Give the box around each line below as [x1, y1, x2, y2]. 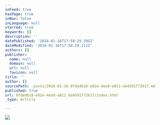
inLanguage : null [5, 20, 40, 26]
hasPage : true [5, 12, 34, 16]
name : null [9, 57, 32, 62]
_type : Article [5, 97, 36, 102]
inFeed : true [5, 7, 32, 12]
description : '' [5, 34, 38, 39]
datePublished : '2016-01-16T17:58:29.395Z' [5, 39, 95, 44]
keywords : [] [5, 30, 32, 34]
